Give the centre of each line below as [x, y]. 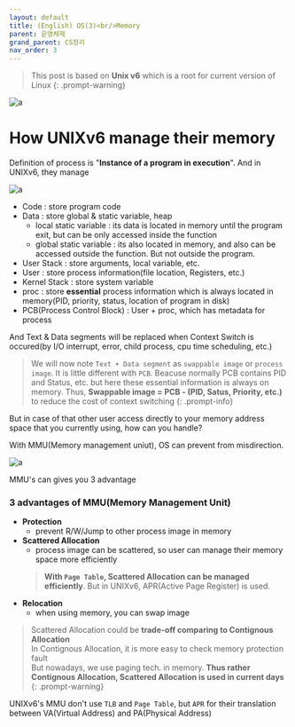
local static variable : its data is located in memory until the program [159, 225]
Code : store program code [71, 207]
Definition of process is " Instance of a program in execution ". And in [135, 163]
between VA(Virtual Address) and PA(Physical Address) [111, 713]
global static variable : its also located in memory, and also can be [155, 244]
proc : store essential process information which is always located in [148, 292]
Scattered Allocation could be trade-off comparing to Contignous [152, 630]
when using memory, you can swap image [113, 612]
